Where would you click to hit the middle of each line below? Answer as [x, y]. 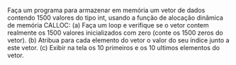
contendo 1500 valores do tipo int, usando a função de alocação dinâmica [115, 18]
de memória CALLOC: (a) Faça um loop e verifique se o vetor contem [108, 25]
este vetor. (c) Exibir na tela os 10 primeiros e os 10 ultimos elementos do [114, 48]
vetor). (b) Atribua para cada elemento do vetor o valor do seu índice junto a [118, 40]
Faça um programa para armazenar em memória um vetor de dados [106, 10]
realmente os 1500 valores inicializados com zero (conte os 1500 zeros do [115, 32]
